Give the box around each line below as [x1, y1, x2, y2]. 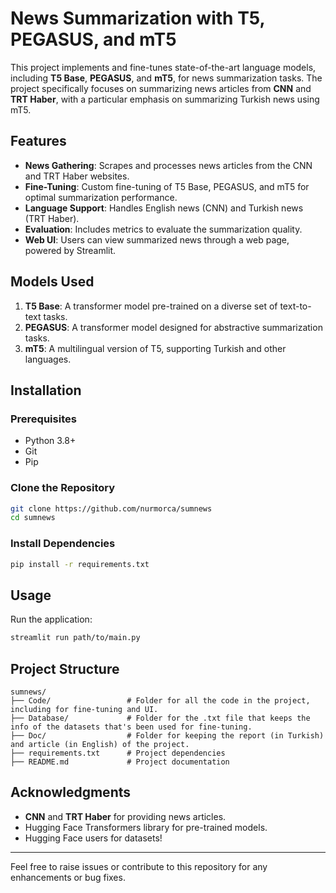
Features [10, 133, 67, 150]
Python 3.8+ [24, 435, 77, 447]
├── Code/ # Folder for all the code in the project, [10, 695, 311, 706]
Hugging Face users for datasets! [24, 832, 163, 844]
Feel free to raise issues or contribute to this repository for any [10, 860, 268, 872]
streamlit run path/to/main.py [10, 633, 141, 643]
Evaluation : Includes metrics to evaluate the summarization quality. [24, 223, 303, 235]
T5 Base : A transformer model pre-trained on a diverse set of [24, 300, 278, 312]
